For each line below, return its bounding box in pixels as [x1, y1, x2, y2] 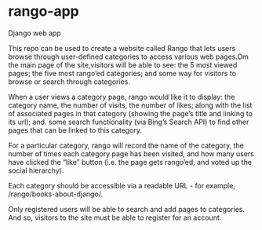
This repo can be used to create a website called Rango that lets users [8, 43, 236, 53]
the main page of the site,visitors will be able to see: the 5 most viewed [8, 60, 238, 69]
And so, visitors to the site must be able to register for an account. [8, 213, 222, 222]
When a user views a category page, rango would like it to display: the [8, 92, 235, 101]
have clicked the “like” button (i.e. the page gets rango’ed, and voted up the [8, 157, 253, 166]
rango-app [8, 2, 80, 20]
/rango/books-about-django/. [8, 189, 104, 199]
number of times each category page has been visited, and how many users [8, 148, 255, 159]
